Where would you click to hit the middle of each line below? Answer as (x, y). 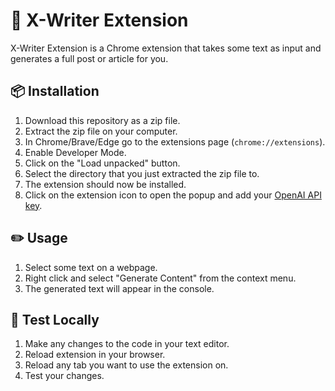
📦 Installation (55, 91)
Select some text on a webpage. (91, 267)
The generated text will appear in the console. (119, 288)
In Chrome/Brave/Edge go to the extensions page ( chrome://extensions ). (175, 141)
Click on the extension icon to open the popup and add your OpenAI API (173, 195)
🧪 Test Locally (55, 319)
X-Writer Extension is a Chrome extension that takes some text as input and (166, 48)
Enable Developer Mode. (75, 152)
